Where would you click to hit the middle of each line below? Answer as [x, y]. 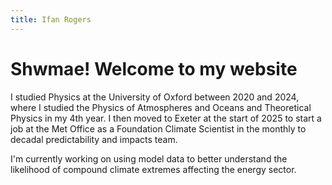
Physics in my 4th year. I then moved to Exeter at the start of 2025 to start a [166, 118]
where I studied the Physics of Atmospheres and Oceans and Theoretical [161, 107]
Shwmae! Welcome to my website [154, 68]
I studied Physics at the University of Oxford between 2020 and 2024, [155, 97]
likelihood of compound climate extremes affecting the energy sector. [153, 169]
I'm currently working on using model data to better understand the [149, 158]
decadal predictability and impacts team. [94, 139]
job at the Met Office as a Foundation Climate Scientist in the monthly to [158, 128]
